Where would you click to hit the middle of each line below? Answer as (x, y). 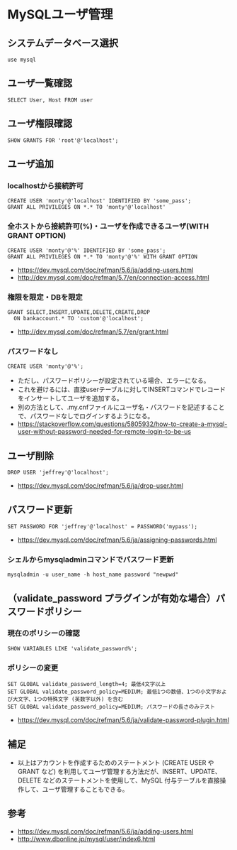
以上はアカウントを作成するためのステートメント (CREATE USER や (116, 762)
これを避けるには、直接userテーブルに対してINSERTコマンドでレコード (122, 389)
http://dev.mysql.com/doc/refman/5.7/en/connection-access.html (114, 277)
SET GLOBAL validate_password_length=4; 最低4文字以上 (87, 685)
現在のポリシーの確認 (44, 633)
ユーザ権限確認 (40, 124)
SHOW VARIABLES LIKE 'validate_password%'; (73, 648)
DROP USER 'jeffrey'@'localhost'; (58, 473)
